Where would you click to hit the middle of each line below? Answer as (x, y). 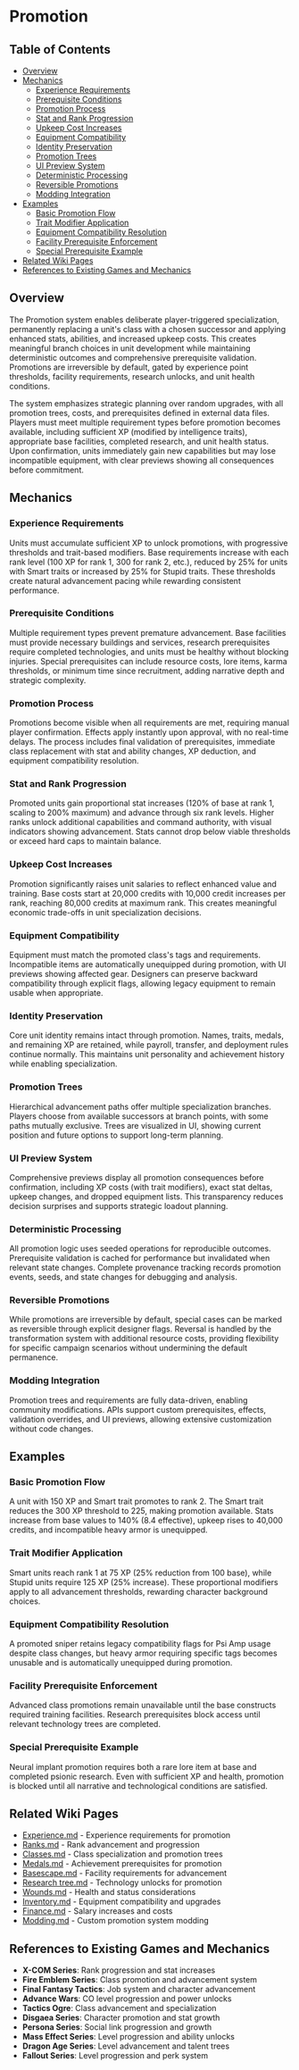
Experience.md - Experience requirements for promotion (126, 1835)
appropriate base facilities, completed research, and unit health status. (139, 441)
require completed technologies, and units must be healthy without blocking (149, 651)
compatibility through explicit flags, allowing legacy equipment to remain (143, 983)
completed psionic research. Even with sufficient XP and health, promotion (146, 1776)
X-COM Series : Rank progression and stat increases (119, 1970)
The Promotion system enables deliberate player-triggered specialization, (144, 320)
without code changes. (51, 1428)
